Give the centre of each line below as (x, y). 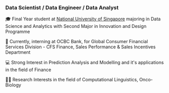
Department (18, 52)
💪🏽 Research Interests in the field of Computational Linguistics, (72, 80)
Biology (13, 85)
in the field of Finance (28, 70)
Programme (18, 32)
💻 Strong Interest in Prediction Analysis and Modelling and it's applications (84, 63)
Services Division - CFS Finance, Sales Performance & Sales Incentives (81, 47)
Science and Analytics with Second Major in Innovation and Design (76, 26)
